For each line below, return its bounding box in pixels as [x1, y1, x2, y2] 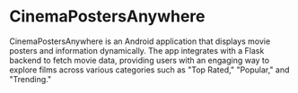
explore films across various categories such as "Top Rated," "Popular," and [9, 64, 290, 75]
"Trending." [9, 73, 52, 84]
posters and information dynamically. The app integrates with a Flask [9, 45, 265, 55]
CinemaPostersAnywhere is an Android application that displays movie [9, 36, 271, 46]
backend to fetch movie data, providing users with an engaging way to [9, 55, 270, 65]
